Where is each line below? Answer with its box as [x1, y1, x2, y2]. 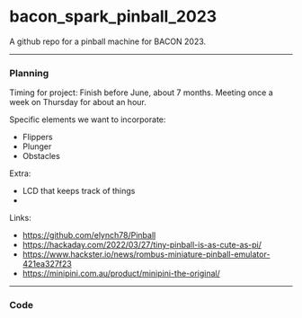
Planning [9, 66, 49, 79]
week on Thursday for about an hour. [9, 97, 147, 108]
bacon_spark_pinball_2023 [9, 6, 218, 27]
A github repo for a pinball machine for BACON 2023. [9, 36, 207, 47]
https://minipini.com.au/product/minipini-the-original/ [22, 268, 220, 279]
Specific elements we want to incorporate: [9, 114, 166, 125]
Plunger [22, 141, 52, 152]
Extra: [9, 168, 31, 179]
